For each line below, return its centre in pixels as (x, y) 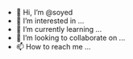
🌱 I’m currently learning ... (59, 29)
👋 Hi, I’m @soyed (44, 12)
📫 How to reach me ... (53, 47)
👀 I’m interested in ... (50, 21)
